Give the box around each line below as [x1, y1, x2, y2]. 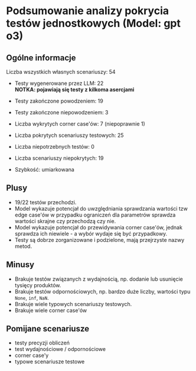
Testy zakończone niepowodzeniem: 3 [14, 109, 109, 116]
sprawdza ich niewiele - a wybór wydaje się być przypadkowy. [14, 230, 168, 237]
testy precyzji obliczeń [14, 339, 70, 346]
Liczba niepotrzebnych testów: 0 [14, 143, 94, 150]
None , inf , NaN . [14, 294, 49, 301]
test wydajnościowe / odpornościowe [14, 346, 106, 353]
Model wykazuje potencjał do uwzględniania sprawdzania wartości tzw [14, 205, 188, 212]
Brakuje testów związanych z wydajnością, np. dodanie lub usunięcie [14, 275, 183, 283]
